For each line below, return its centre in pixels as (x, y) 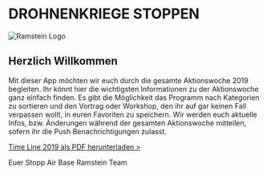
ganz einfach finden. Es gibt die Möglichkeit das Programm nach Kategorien (134, 97)
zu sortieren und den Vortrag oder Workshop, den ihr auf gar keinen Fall (127, 105)
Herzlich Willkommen (63, 61)
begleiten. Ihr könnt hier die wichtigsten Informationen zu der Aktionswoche (133, 89)
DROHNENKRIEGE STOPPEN (104, 14)
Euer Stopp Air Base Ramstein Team (68, 162)
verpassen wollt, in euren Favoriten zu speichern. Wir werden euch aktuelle (133, 114)
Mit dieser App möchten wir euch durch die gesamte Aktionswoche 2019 (128, 80)
